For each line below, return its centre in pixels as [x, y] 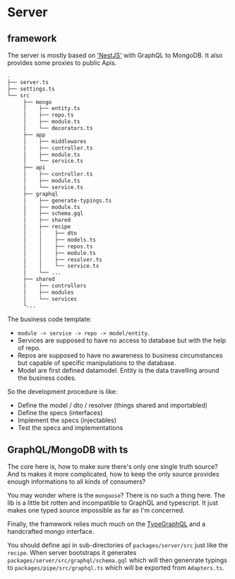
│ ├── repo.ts [48, 115]
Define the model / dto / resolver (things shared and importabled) [113, 405]
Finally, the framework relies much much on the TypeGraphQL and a [107, 524]
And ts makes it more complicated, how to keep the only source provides [114, 474]
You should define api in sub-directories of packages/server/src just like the [117, 545]
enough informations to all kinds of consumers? [77, 482]
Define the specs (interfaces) [60, 412]
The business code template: [49, 319]
